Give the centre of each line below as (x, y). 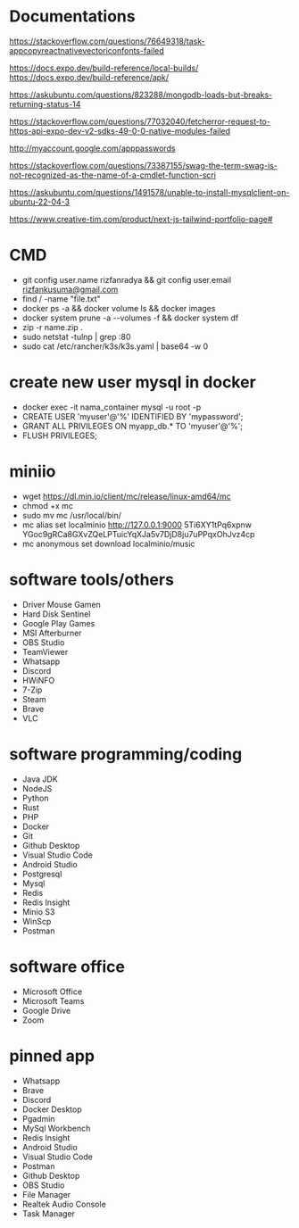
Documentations (72, 17)
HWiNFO (38, 680)
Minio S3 (38, 911)
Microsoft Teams (53, 1000)
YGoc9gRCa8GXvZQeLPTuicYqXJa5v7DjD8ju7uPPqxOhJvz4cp (138, 534)
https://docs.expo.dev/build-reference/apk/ (89, 77)
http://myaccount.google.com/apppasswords (92, 148)
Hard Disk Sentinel (56, 614)
